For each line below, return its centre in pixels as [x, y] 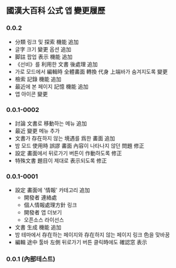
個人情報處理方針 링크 [50, 205]
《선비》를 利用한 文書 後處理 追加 [56, 64]
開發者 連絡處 [40, 198]
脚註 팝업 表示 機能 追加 [44, 57]
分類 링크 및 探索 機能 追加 [47, 42]
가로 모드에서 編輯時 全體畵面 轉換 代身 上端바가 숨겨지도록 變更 [91, 71]
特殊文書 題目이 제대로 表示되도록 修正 [61, 160]
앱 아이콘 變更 [31, 94]
